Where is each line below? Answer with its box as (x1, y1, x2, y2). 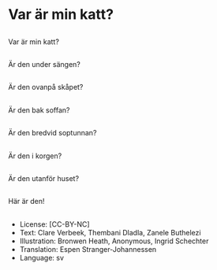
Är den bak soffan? (8, 105, 70, 115)
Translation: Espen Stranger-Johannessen (19, 244, 157, 253)
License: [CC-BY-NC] (19, 219, 90, 229)
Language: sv (19, 253, 65, 262)
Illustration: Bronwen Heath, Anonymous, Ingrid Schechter (19, 236, 209, 246)
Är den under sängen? (8, 59, 81, 68)
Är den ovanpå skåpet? (8, 83, 84, 92)
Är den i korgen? (8, 151, 62, 161)
